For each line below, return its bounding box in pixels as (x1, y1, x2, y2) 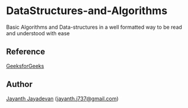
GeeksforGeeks (6, 62, 44, 69)
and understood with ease (6, 29, 70, 36)
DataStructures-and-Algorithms (6, 4, 167, 18)
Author (6, 79, 33, 89)
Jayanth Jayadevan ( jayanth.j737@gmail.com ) (6, 95, 119, 102)
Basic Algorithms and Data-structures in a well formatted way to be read (6, 23, 182, 31)
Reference (6, 47, 46, 57)
